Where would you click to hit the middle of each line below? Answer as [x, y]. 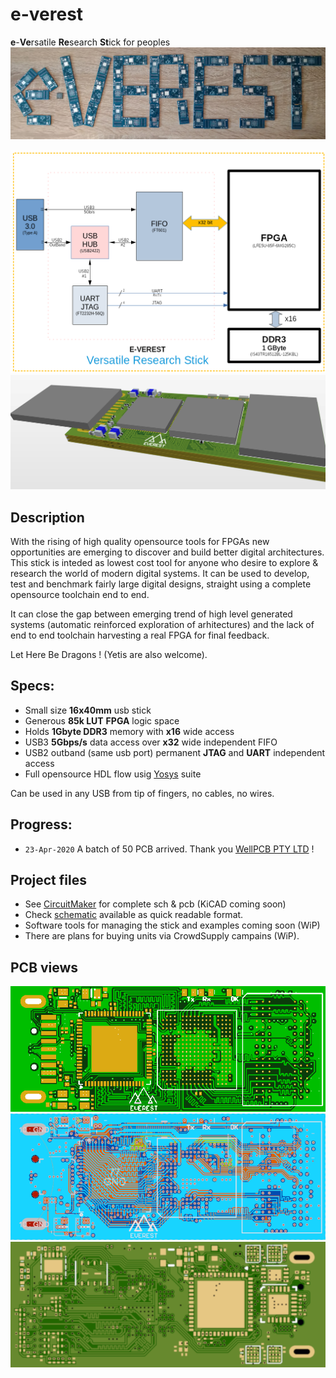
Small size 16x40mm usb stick [88, 710]
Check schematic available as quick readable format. [134, 915]
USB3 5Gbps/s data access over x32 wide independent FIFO [151, 742]
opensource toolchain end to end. [80, 594]
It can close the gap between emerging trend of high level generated [151, 614]
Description [47, 517]
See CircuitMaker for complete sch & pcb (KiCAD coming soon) [155, 904]
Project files [48, 879]
